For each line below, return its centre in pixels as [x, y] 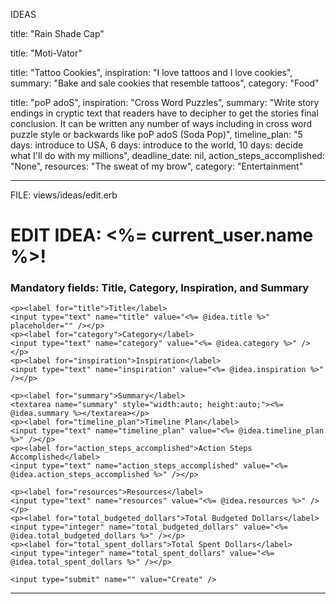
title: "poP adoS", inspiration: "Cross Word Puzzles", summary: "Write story [165, 102]
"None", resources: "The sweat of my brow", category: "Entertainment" [157, 166]
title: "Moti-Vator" [46, 53]
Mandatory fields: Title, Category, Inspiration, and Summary [160, 288]
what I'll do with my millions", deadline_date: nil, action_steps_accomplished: [167, 155]
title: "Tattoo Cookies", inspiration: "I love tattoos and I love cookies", [151, 72]
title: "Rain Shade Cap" [57, 33]
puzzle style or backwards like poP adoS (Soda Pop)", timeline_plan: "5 [156, 134]
